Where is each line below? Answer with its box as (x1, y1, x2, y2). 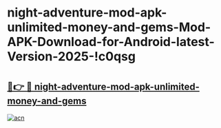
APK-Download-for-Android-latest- (7, 34, 215, 50)
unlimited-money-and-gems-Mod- (7, 19, 211, 35)
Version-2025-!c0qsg (7, 49, 136, 65)
